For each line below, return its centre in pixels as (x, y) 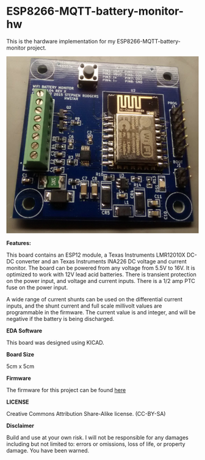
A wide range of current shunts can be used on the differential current (95, 300)
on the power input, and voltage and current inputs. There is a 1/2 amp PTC (101, 281)
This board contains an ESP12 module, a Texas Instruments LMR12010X (96, 255)
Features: (19, 243)
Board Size (20, 355)
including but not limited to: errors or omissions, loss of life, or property (96, 444)
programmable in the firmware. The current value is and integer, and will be (101, 312)
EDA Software (24, 331)
